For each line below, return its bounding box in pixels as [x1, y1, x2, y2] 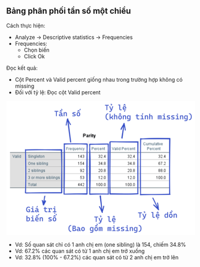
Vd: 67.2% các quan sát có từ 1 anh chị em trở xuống [14, 247, 145, 255]
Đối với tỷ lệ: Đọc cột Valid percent [14, 88, 101, 96]
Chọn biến [23, 46, 50, 53]
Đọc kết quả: [6, 64, 38, 71]
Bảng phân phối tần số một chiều [6, 6, 131, 16]
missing [14, 82, 35, 89]
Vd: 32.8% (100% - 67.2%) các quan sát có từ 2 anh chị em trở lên [14, 254, 178, 261]
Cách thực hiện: [6, 22, 46, 29]
